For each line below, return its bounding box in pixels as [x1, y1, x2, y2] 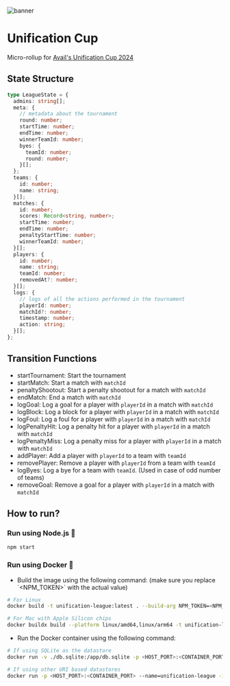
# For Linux [7, 596, 41, 604]
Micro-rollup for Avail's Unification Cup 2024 [7, 53, 133, 61]
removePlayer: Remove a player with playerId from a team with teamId [16, 459, 216, 467]
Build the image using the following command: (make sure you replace [16, 575, 216, 584]
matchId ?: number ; [19, 308, 72, 315]
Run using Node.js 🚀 [7, 529, 76, 538]
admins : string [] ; [13, 98, 66, 104]
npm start [7, 544, 36, 551]
